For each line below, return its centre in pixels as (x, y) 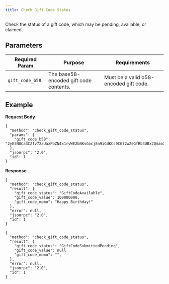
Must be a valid (122, 78)
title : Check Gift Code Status (38, 10)
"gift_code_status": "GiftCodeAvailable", (59, 193)
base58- (69, 75)
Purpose (74, 62)
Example (19, 104)
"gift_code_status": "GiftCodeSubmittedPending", (67, 246)
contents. (59, 87)
